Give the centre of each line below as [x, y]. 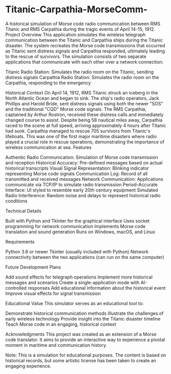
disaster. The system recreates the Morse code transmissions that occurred [85, 45]
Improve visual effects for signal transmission [53, 293]
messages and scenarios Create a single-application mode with [72, 282]
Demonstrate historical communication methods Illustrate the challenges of [84, 313]
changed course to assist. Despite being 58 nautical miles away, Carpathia [84, 120]
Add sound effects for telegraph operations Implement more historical [79, 277]
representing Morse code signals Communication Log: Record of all [77, 174]
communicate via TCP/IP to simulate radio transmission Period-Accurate [81, 184]
